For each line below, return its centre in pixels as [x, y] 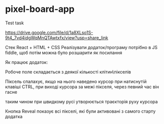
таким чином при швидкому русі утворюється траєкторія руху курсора [82, 101]
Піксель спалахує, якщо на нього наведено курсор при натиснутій [76, 81]
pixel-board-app [40, 9]
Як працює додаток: [27, 62]
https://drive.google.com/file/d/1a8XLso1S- [49, 32]
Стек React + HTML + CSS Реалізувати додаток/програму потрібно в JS [81, 47]
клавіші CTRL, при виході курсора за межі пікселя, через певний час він [82, 87]
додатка [14, 116]
